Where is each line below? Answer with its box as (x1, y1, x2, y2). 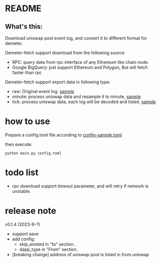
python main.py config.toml (5, 150, 62, 156)
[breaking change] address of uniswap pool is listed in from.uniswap (12, 251, 149, 257)
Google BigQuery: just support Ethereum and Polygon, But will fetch (12, 64, 148, 70)
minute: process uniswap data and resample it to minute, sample (12, 94, 142, 99)
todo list (5, 167, 39, 178)
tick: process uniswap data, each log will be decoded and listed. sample (12, 99, 156, 105)
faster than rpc (12, 70, 42, 75)
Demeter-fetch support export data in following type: (5, 79, 111, 85)
